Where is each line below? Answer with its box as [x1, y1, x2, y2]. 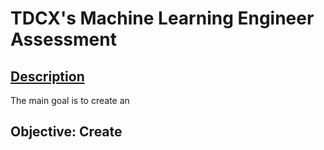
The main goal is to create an [10, 95, 130, 106]
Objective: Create [10, 123, 123, 141]
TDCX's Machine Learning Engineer [10, 7, 315, 30]
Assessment [10, 28, 117, 51]
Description [10, 68, 85, 85]
